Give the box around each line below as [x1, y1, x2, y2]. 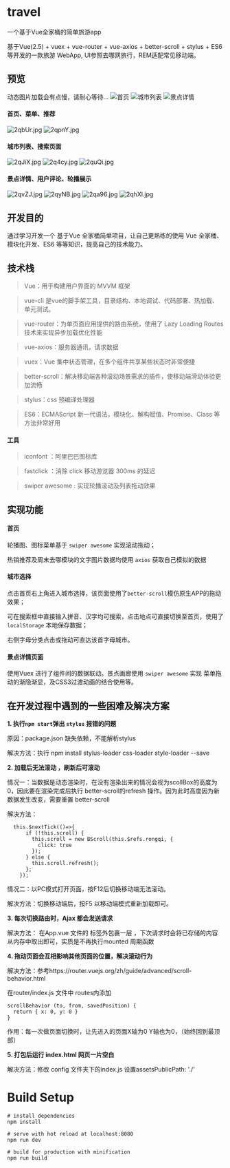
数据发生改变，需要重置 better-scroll [7, 795, 110, 803]
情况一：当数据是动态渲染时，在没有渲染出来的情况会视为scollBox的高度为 [7, 778, 218, 786]
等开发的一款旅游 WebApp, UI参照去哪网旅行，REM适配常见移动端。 [7, 51, 200, 59]
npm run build [7, 1154, 48, 1161]
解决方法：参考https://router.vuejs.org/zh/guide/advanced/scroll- [7, 967, 192, 974]
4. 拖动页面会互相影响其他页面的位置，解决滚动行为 [7, 952, 153, 960]
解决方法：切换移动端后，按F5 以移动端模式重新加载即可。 [7, 899, 173, 908]
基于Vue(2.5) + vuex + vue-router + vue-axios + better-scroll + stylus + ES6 [7, 42, 223, 50]
